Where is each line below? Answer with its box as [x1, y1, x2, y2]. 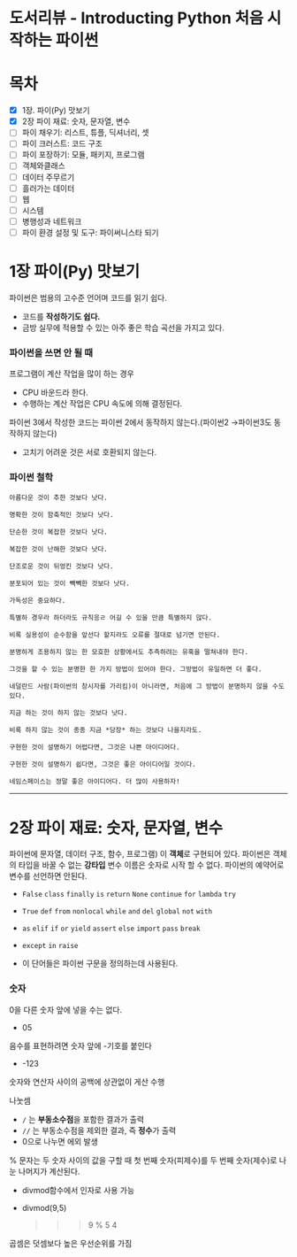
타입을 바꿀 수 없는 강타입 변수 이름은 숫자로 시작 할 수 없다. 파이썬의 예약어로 [18, 860, 285, 870]
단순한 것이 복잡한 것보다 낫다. [9, 528, 109, 536]
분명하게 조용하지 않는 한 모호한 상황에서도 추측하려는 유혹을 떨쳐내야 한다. [9, 648, 249, 657]
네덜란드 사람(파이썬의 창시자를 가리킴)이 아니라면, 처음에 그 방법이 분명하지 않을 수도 [9, 682, 285, 691]
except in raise [21, 942, 79, 951]
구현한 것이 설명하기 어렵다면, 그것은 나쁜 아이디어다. [9, 743, 180, 752]
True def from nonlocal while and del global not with [21, 907, 213, 916]
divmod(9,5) [21, 1202, 67, 1213]
